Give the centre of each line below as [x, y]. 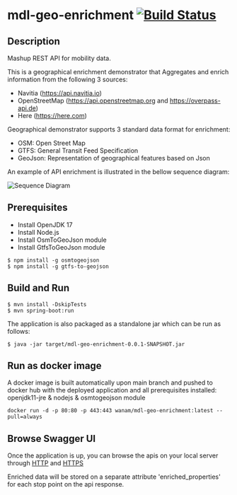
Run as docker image [54, 366]
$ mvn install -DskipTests [47, 304]
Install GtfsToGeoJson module [61, 247]
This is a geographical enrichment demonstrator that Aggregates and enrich [118, 72]
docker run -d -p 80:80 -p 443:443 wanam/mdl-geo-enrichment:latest [110, 411]
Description [34, 41]
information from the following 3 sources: [68, 79]
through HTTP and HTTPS [45, 463]
